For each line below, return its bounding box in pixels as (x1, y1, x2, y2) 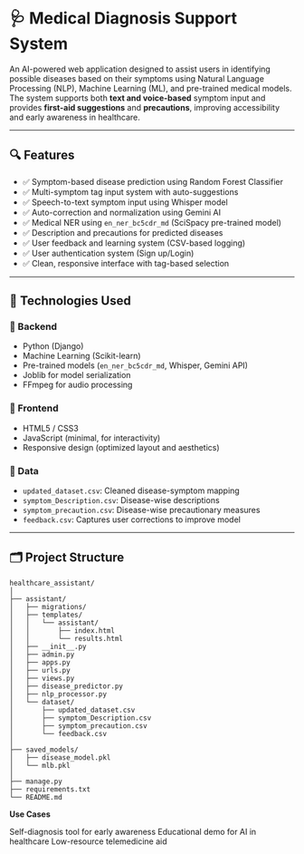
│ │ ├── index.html (9, 626, 116, 636)
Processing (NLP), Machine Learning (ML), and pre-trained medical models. (9, 82, 292, 93)
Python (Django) (22, 341, 84, 352)
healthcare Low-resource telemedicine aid (9, 836, 167, 847)
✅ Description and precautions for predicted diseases (22, 227, 223, 238)
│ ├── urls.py (9, 665, 71, 674)
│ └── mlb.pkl (9, 761, 71, 770)
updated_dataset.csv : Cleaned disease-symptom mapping (22, 485, 240, 496)
